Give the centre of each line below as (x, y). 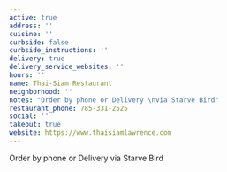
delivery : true (37, 59)
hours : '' (27, 75)
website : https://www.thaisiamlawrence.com (91, 133)
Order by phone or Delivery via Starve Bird (87, 158)
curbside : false (39, 42)
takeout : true (35, 125)
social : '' (29, 116)
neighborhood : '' (41, 91)
